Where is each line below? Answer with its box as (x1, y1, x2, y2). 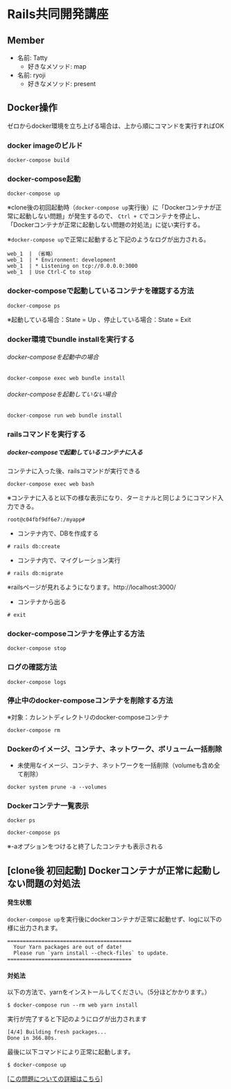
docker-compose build (7, 157, 70, 164)
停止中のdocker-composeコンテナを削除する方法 (7, 696, 173, 705)
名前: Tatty (17, 53, 48, 62)
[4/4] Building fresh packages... (7, 1029, 108, 1036)
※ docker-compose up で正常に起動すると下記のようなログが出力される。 (7, 235, 210, 243)
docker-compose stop (7, 645, 67, 652)
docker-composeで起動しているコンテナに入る (7, 448, 144, 456)
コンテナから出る (17, 597, 67, 606)
